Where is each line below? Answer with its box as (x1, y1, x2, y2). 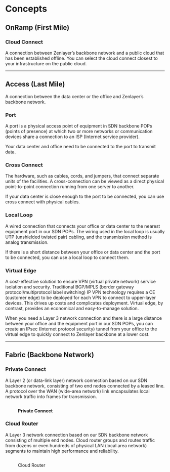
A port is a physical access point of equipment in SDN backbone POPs (5, 122, 153, 129)
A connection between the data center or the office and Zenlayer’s (5, 93, 144, 99)
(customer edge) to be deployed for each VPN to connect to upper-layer (5, 294, 156, 301)
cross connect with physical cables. (5, 199, 80, 205)
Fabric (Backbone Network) (5, 351, 95, 359)
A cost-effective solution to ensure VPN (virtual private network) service (5, 278, 156, 284)
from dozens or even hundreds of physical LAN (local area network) (5, 442, 147, 448)
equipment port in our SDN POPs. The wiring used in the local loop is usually (5, 228, 165, 234)
